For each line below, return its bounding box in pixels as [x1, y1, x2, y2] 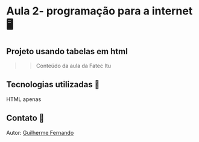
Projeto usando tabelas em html [6, 46, 128, 57]
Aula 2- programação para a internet [6, 4, 193, 18]
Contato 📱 [6, 113, 45, 123]
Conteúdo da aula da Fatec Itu [36, 62, 112, 69]
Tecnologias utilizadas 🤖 [6, 79, 100, 90]
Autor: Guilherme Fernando [6, 129, 74, 136]
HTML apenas [6, 95, 42, 103]
